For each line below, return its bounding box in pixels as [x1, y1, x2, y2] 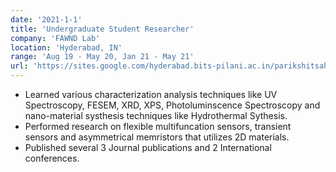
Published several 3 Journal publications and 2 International [24, 142, 272, 153]
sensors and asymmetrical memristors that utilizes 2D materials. [24, 131, 290, 143]
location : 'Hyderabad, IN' [10, 42, 123, 53]
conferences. [24, 152, 80, 164]
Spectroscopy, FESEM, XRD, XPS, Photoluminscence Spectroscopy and [24, 99, 321, 111]
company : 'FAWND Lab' [10, 33, 101, 43]
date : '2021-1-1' [10, 14, 83, 25]
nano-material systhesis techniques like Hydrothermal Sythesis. [24, 110, 288, 121]
